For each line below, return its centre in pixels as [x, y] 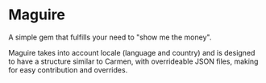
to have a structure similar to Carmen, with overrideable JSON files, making [133, 61]
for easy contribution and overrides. [68, 69]
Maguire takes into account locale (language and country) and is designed [132, 52]
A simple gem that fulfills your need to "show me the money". [110, 37]
